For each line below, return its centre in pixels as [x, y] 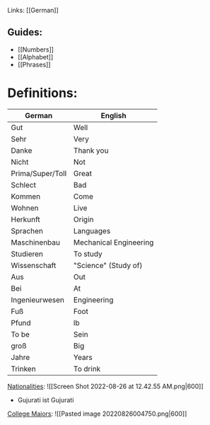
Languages [92, 231]
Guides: [25, 32]
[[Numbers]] [36, 50]
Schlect [24, 185]
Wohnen [25, 208]
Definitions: [42, 93]
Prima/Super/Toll [39, 173]
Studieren [27, 254]
